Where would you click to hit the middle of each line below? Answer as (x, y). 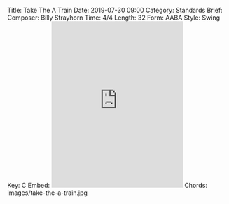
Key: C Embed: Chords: (107, 185)
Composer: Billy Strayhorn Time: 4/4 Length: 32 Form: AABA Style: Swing (114, 18)
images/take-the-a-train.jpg (47, 193)
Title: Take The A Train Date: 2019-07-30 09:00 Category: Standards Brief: (115, 10)
